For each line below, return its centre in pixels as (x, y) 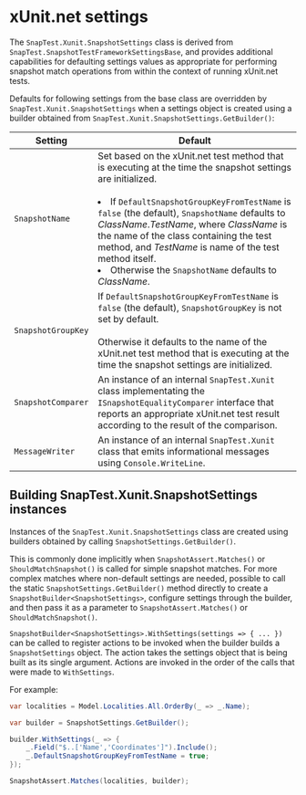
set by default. (128, 319)
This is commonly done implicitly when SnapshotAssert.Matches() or (138, 559)
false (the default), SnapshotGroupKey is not (189, 308)
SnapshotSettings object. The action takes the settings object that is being (148, 652)
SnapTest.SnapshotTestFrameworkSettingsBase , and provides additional (141, 51)
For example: (34, 689)
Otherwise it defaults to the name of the (182, 341)
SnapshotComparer (51, 402)
